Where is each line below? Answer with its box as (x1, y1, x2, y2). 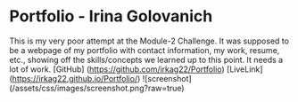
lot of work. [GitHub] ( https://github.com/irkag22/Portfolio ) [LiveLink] (9, 64, 263, 75)
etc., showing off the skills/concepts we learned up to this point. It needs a (9, 54, 284, 65)
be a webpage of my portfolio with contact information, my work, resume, (9, 44, 280, 55)
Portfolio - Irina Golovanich (9, 6, 213, 27)
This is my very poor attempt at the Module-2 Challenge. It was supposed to (9, 35, 290, 46)
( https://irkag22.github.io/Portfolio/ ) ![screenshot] (9, 73, 192, 83)
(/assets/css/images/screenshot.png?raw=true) (9, 82, 185, 93)
